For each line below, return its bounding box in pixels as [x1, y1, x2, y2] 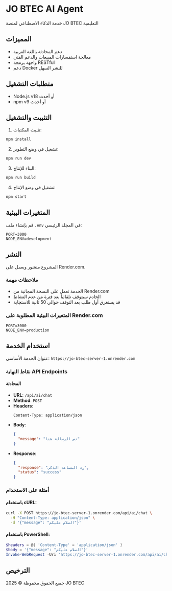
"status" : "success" [18, 470, 62, 475]
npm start [6, 194, 27, 199]
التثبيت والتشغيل [6, 113, 52, 122]
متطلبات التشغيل [6, 80, 54, 88]
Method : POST [13, 397, 42, 404]
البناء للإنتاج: [13, 165, 36, 171]
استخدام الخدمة [6, 342, 50, 350]
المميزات [6, 35, 32, 43]
